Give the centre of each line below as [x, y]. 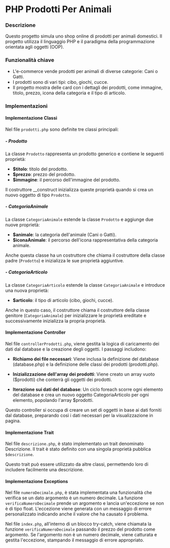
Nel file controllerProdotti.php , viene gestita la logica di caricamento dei [82, 344]
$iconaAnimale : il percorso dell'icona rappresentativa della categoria [85, 240]
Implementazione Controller [36, 332]
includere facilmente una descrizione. [45, 470]
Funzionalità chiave [30, 60]
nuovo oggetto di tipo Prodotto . [38, 195]
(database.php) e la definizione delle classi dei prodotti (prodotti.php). [86, 364]
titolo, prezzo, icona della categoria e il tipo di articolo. [69, 93]
